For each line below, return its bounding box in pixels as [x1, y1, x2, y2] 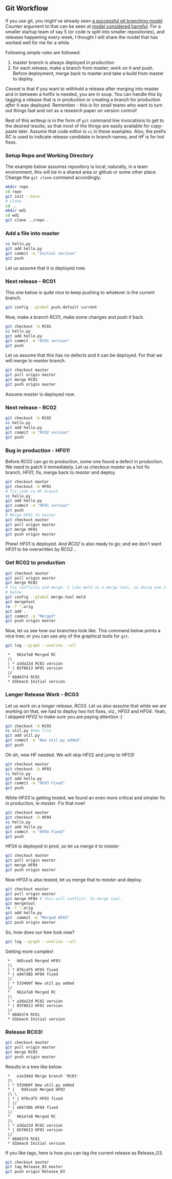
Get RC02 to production [5, 559, 66, 566]
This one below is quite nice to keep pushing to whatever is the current [5, 289, 155, 296]
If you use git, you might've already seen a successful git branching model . [5, 17, 164, 24]
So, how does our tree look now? [5, 929, 75, 935]
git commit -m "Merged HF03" [5, 915, 70, 920]
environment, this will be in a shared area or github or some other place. [5, 169, 157, 175]
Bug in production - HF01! [5, 447, 70, 454]
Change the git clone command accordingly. [5, 174, 101, 181]
